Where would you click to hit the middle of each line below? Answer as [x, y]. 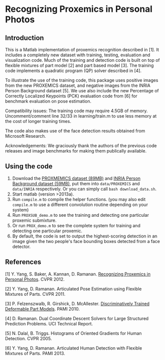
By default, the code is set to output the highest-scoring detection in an [85, 236]
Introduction [25, 38]
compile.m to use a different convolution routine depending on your [80, 204]
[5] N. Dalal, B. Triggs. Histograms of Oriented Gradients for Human [73, 333]
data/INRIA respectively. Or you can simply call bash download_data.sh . [84, 189]
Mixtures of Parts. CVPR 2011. [35, 294]
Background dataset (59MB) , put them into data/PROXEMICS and [76, 183]
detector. [21, 246]
